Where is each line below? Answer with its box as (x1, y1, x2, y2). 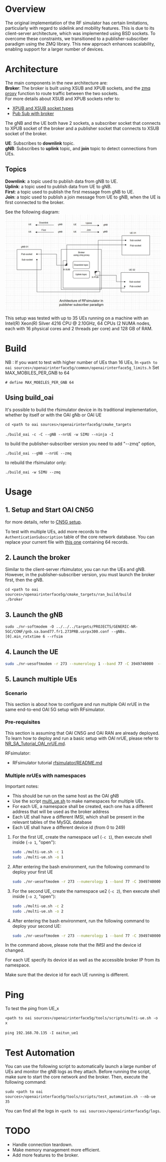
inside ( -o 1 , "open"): (12, 839, 56, 845)
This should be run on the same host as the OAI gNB (12, 793, 120, 799)
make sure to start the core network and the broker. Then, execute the (5, 1074, 148, 1080)
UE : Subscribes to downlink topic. (5, 140, 75, 146)
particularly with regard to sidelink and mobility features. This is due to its (5, 25, 155, 31)
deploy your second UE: (12, 923, 62, 929)
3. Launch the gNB (5, 610, 63, 619)
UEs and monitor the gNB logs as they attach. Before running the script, (5, 1068, 151, 1075)
